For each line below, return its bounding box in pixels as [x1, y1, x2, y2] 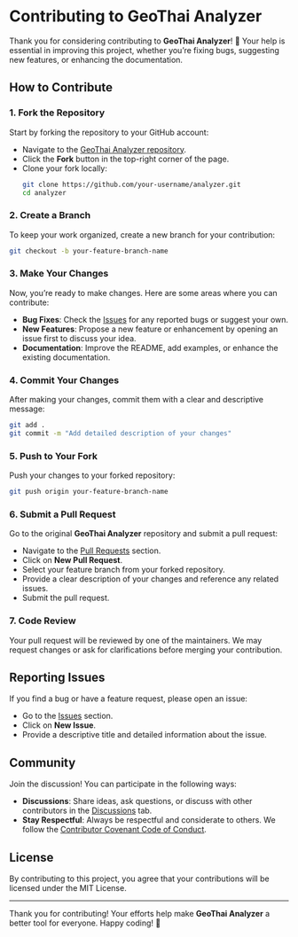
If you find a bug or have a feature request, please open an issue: [9, 693, 248, 704]
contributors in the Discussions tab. [21, 805, 153, 816]
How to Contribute [9, 80, 114, 95]
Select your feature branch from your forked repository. [21, 565, 226, 575]
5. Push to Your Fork [9, 449, 98, 462]
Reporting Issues [9, 670, 106, 685]
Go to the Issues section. [21, 711, 114, 722]
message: [9, 403, 45, 414]
